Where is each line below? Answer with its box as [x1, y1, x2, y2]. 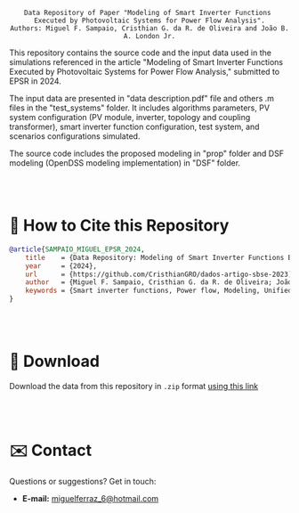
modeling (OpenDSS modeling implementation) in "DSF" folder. [9, 158, 241, 168]
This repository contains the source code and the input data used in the [9, 47, 271, 58]
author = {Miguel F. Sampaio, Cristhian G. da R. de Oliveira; [25, 278, 273, 287]
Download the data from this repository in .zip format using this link [9, 381, 259, 391]
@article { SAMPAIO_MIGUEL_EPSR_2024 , [9, 245, 145, 254]
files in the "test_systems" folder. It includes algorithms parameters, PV [9, 102, 270, 113]
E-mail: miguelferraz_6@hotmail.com [21, 493, 159, 503]
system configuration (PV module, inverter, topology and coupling [9, 112, 251, 122]
